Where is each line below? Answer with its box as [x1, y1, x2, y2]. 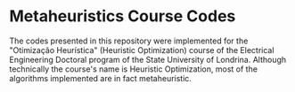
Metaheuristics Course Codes [9, 6, 236, 27]
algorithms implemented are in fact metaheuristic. [9, 73, 192, 83]
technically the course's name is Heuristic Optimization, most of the [9, 64, 258, 74]
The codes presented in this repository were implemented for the [9, 35, 249, 46]
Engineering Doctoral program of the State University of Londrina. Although [9, 54, 287, 65]
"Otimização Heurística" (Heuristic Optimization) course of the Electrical [9, 44, 275, 55]
